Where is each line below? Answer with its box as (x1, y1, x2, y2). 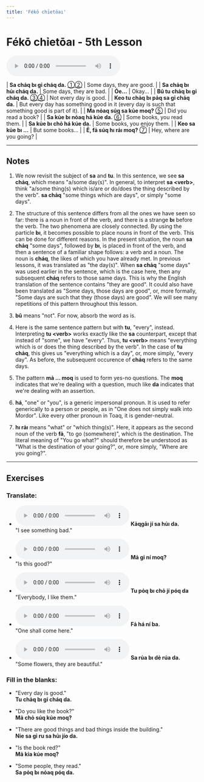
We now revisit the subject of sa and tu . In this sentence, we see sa (15, 172, 185, 179)
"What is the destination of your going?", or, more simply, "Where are (15, 443, 188, 451)
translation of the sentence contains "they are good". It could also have (15, 281, 193, 288)
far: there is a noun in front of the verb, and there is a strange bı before (15, 216, 193, 224)
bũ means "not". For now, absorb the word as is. (15, 312, 136, 319)
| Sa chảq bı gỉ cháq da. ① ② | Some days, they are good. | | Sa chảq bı (6, 81, 189, 88)
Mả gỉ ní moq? (130, 554, 167, 561)
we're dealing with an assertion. (15, 387, 95, 395)
